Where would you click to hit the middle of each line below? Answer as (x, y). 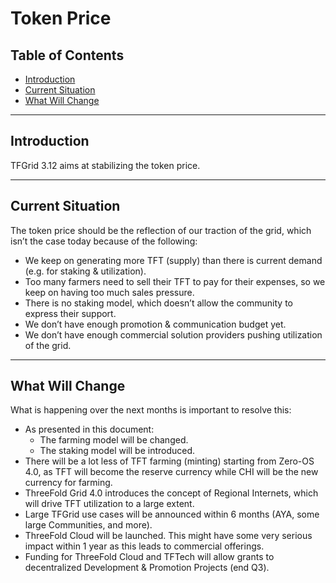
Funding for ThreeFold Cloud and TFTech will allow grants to (149, 557)
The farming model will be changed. (114, 440)
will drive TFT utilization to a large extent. (109, 504)
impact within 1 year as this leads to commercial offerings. (144, 546)
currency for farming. (68, 483)
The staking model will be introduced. (117, 451)
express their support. (70, 313)
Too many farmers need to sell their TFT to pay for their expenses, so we (175, 281)
